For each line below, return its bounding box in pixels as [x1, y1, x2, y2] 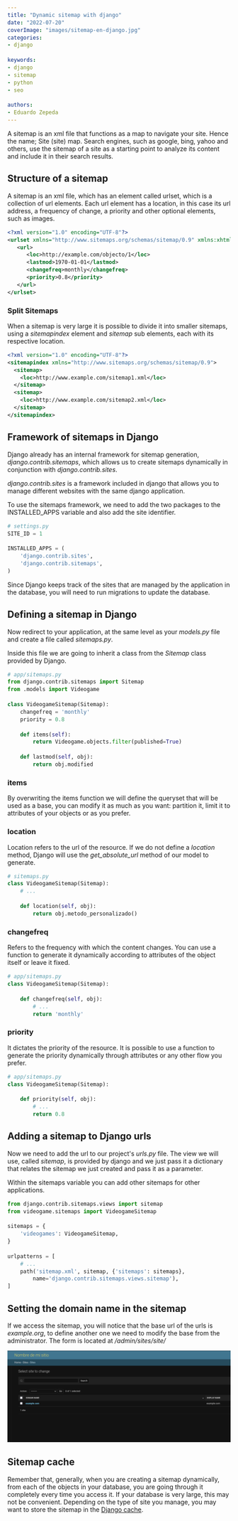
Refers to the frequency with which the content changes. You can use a [7, 943, 216, 952]
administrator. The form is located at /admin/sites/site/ [7, 1337, 166, 1345]
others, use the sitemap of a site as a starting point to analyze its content [7, 144, 220, 153]
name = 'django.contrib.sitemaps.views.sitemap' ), [33, 1275, 179, 1283]
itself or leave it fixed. [7, 959, 71, 967]
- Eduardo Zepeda [7, 109, 59, 117]
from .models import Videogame [7, 686, 100, 693]
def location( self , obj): [20, 903, 97, 910]
